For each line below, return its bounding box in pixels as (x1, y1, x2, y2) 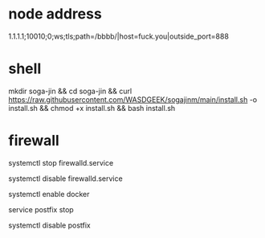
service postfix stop (8, 204, 74, 214)
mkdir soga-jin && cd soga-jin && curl (8, 86, 132, 96)
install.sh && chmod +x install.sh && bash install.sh (8, 103, 176, 113)
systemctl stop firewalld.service (8, 158, 114, 167)
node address (8, 5, 102, 23)
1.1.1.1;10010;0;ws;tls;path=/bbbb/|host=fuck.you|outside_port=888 (8, 31, 229, 41)
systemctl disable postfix (8, 220, 91, 230)
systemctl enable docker (8, 189, 90, 199)
